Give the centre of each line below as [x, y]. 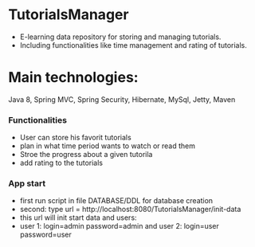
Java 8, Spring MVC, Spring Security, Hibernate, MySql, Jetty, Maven [122, 99]
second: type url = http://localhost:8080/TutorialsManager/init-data [130, 210]
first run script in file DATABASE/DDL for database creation [116, 201]
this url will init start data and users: [78, 218]
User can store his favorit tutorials [75, 138]
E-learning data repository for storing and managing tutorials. [120, 37]
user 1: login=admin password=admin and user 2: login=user [119, 226]
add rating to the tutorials [61, 163]
